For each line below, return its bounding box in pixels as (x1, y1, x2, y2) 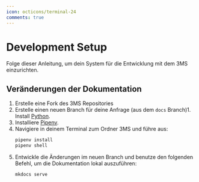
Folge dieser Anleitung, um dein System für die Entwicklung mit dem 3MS (6, 60, 188, 67)
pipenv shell (14, 142, 48, 149)
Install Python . (14, 112, 51, 120)
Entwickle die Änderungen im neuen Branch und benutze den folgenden (14, 154, 194, 160)
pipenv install (14, 137, 53, 143)
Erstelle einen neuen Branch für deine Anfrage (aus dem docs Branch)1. (14, 106, 191, 114)
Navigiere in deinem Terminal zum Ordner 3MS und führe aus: (14, 126, 168, 133)
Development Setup (6, 40, 107, 54)
